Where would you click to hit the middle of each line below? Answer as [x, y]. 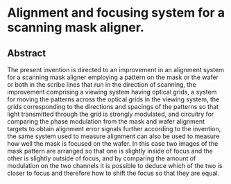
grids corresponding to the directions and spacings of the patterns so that [113, 107]
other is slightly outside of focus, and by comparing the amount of [102, 158]
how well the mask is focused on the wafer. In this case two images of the [113, 143]
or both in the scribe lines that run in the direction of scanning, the [102, 84]
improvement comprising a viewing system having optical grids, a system [112, 92]
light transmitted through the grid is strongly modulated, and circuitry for [111, 114]
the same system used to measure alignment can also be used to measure [113, 136]
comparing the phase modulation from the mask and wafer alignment [106, 122]
